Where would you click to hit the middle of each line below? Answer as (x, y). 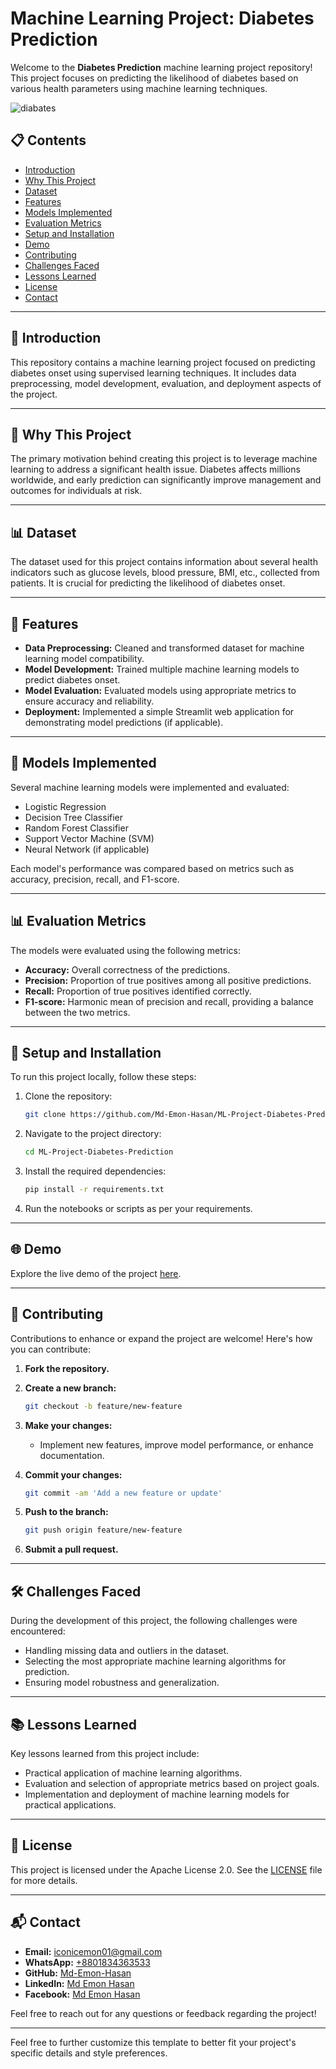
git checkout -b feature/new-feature (103, 1406)
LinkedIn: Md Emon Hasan (79, 1983)
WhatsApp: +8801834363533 (87, 1962)
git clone (45, 1115)
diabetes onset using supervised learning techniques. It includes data (153, 373)
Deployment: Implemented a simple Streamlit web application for (159, 711)
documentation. (72, 1455)
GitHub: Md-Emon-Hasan (78, 1973)
